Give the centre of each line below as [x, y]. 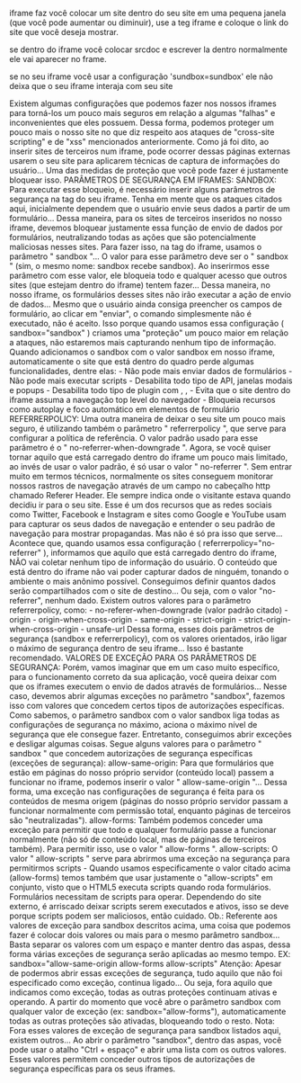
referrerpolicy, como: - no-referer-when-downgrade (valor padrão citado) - [149, 610]
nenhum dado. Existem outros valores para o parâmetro [148, 600]
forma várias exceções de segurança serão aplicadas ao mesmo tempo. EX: [150, 954]
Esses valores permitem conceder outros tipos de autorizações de [133, 1059]
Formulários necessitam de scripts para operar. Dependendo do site [136, 897]
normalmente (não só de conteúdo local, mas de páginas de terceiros [138, 839]
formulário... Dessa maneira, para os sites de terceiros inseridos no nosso [146, 218]
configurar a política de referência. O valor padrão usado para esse [134, 438]
